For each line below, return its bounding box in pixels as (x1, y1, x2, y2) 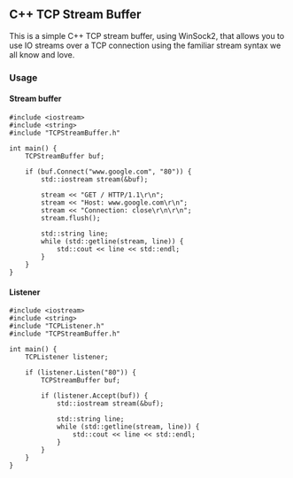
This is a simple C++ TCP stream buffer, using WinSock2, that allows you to (9, 30, 285, 41)
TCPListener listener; (25, 353, 109, 362)
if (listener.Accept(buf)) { (41, 391, 149, 401)
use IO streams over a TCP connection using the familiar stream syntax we (9, 40, 281, 50)
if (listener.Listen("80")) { (25, 368, 137, 377)
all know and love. (9, 49, 75, 60)
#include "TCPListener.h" (9, 322, 104, 331)
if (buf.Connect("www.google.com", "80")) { (25, 167, 192, 176)
